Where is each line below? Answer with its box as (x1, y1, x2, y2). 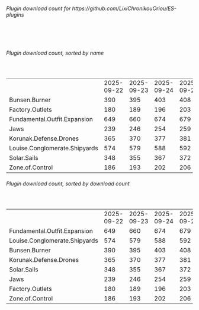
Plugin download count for (6, 5, 71, 12)
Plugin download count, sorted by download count (6, 180, 130, 187)
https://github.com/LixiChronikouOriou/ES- (72, 5, 176, 12)
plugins (6, 11, 24, 18)
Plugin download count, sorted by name (6, 49, 104, 56)
